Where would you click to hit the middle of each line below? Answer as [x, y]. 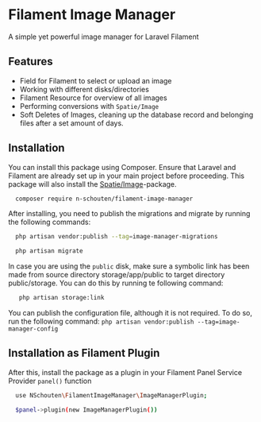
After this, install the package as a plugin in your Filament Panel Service [125, 372]
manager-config [33, 329]
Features [31, 62]
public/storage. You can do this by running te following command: [116, 283]
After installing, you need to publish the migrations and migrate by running [129, 214]
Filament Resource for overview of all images [94, 98]
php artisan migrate [49, 251]
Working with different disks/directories [84, 89]
